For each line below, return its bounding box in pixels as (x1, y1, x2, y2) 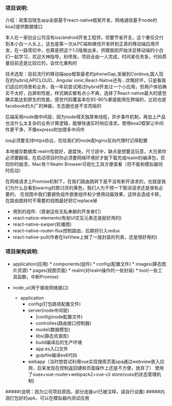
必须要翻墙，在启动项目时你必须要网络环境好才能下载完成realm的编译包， (5, 155, 161, 161)
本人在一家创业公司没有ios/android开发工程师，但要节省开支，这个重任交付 (5, 34, 164, 40)
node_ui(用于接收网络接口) (12, 284, 69, 290)
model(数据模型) (35, 326, 71, 332)
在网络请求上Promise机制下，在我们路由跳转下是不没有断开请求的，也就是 (5, 178, 162, 185)
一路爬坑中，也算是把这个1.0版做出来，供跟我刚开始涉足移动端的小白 (18, 47, 164, 53)
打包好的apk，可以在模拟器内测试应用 (9, 395, 90, 401)
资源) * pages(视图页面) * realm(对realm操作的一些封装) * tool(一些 (17, 267, 158, 273)
